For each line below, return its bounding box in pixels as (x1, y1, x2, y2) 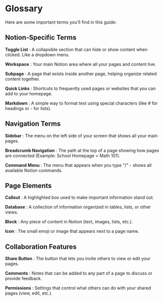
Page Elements (5, 181, 52, 190)
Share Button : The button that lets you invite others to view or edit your (5, 256, 151, 262)
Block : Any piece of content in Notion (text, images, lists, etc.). (5, 219, 133, 225)
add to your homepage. (5, 90, 53, 96)
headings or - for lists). (5, 105, 52, 111)
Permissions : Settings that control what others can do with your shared (5, 285, 151, 291)
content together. (5, 76, 40, 82)
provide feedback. (5, 275, 42, 281)
